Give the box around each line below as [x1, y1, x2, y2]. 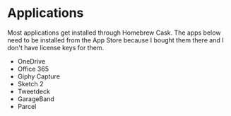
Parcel [17, 102, 37, 110]
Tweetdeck [17, 87, 51, 95]
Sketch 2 [17, 79, 44, 88]
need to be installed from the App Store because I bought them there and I [7, 35, 224, 44]
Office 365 [17, 64, 49, 73]
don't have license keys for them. [7, 43, 105, 52]
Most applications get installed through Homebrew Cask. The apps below [7, 28, 221, 37]
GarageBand [17, 94, 54, 103]
